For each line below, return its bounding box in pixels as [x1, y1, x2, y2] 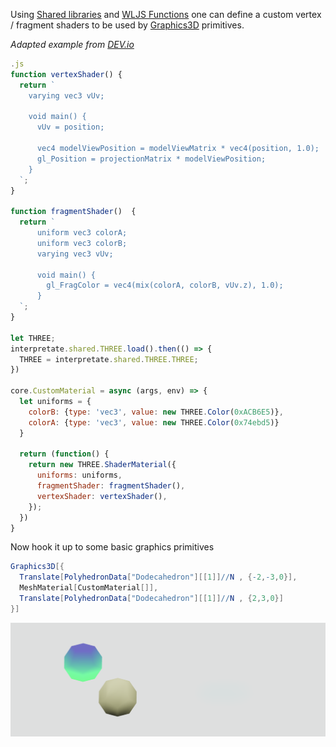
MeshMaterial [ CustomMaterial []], [19, 583, 159, 593]
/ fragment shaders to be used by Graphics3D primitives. [10, 19, 245, 31]
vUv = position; [36, 122, 105, 133]
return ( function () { [19, 449, 110, 459]
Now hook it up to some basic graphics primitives [10, 541, 215, 553]
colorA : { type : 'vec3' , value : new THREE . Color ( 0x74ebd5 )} [28, 417, 280, 428]
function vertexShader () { [10, 69, 123, 79]
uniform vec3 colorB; [36, 238, 128, 248]
